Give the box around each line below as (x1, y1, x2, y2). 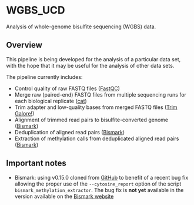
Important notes (6, 158, 66, 168)
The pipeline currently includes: (6, 73, 83, 80)
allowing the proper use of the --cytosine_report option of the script (14, 180, 182, 187)
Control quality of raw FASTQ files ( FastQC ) (14, 85, 121, 92)
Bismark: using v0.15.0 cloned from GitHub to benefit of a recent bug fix (14, 174, 189, 181)
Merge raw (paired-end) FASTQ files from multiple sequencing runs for (14, 91, 187, 98)
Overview (6, 40, 43, 50)
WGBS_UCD (6, 4, 65, 17)
